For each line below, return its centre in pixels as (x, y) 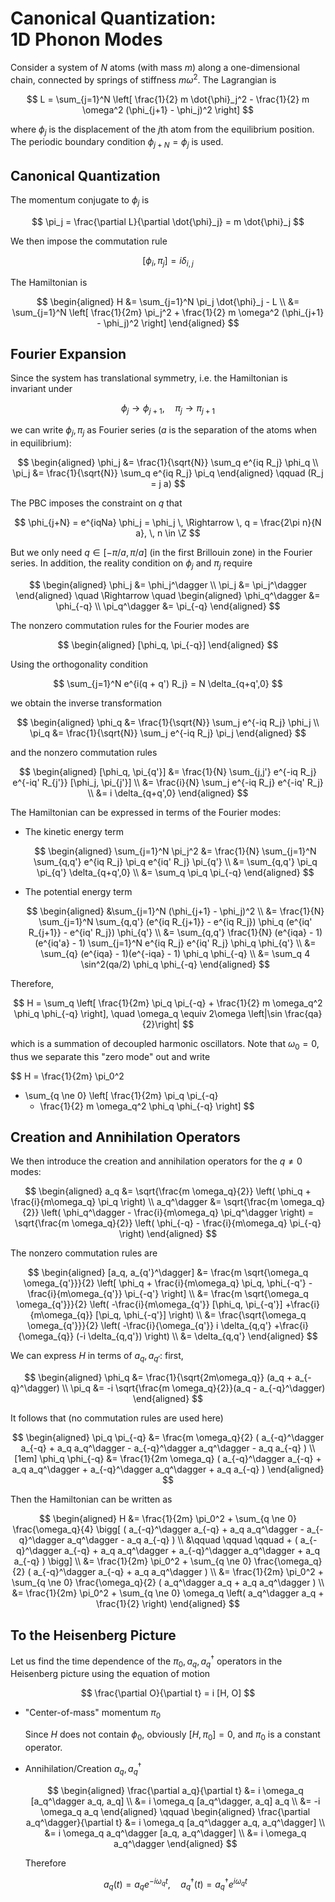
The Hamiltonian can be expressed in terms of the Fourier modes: (146, 812)
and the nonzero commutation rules (84, 752)
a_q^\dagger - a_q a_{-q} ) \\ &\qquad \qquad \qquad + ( (182, 1540)
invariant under (41, 389)
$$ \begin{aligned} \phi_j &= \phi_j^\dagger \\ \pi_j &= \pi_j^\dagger (168, 584)
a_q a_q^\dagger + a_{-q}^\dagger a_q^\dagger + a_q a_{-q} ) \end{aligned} (168, 1469)
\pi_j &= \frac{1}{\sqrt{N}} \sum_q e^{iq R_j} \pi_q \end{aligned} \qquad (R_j (168, 473)
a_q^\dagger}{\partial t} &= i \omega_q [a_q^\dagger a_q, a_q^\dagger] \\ (175, 1822)
